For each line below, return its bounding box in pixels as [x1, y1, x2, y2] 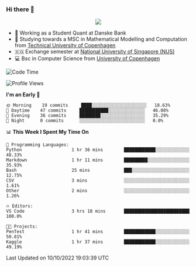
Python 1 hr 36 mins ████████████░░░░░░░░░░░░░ [6, 147, 190, 153]
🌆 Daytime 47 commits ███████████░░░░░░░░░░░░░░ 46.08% [6, 108, 169, 113]
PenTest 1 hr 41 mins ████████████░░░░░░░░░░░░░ [6, 229, 190, 235]
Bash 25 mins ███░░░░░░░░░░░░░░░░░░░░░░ [6, 168, 190, 174]
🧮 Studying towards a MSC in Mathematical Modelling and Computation [14, 36, 187, 43]
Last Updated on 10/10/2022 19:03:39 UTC [6, 254, 109, 262]
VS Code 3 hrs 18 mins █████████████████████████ [6, 209, 190, 214]
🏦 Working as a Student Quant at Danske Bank [14, 29, 127, 37]
